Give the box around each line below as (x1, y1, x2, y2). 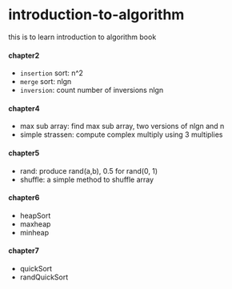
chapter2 (8, 50, 40, 60)
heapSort (19, 211, 51, 220)
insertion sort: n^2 (19, 68, 84, 78)
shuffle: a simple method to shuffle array (19, 175, 154, 184)
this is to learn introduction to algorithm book (8, 32, 157, 42)
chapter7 (8, 246, 40, 255)
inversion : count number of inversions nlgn (19, 86, 164, 95)
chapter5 (8, 148, 40, 158)
